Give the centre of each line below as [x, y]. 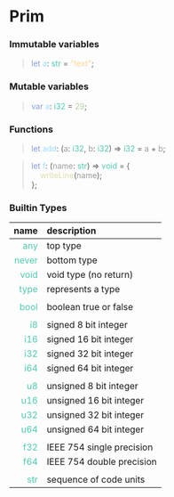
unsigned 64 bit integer [95, 429]
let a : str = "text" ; [63, 63]
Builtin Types [38, 208]
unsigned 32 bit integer [95, 415]
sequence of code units [96, 480]
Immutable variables [55, 45]
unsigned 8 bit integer [93, 387]
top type [64, 246]
